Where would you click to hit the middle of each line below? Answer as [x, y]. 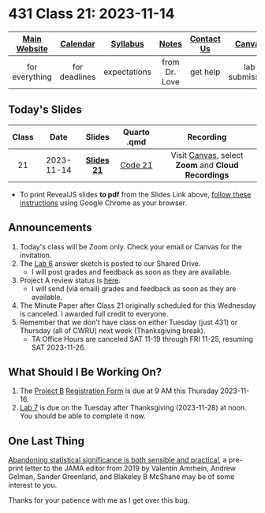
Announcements [50, 228]
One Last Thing [47, 441]
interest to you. [33, 485]
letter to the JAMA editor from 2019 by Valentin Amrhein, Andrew [131, 468]
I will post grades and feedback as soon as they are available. [131, 271]
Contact [205, 39]
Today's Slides [45, 110]
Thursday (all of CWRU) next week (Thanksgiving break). [112, 330]
